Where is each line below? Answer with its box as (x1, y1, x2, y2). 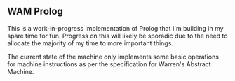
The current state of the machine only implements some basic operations (7, 52, 220, 61)
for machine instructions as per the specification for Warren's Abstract (7, 59, 212, 68)
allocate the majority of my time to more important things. (7, 38, 174, 47)
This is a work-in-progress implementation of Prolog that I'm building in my (7, 24, 224, 32)
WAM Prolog (7, 6, 63, 17)
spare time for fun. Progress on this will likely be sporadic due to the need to (7, 31, 228, 40)
